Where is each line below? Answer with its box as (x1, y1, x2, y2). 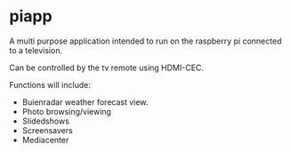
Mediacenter (21, 134, 69, 145)
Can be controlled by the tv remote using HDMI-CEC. (9, 62, 205, 73)
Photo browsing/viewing (21, 106, 111, 116)
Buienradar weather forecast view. (21, 96, 149, 108)
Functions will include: (9, 79, 91, 90)
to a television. (9, 44, 63, 55)
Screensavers (21, 124, 73, 135)
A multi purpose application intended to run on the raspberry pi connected (9, 36, 282, 46)
